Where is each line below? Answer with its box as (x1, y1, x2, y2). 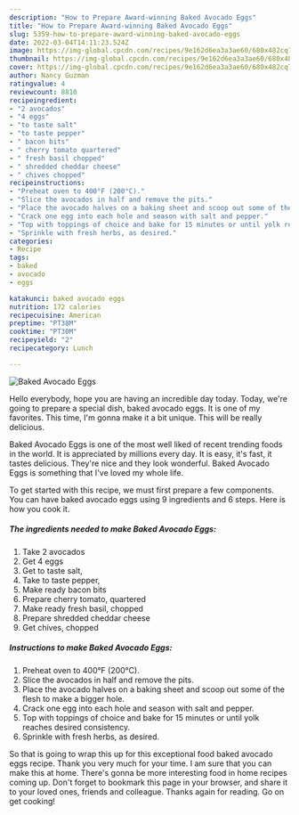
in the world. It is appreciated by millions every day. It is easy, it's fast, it (9, 448, 272, 459)
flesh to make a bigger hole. (21, 693, 125, 704)
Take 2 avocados (21, 546, 85, 557)
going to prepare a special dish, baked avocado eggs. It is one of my (9, 403, 261, 413)
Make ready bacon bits (21, 584, 107, 595)
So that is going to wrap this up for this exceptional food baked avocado (9, 748, 273, 759)
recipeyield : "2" (9, 336, 74, 345)
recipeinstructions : (9, 179, 86, 188)
